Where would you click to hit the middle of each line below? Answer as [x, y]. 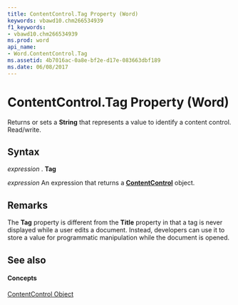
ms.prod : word [29, 41]
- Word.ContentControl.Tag [47, 54]
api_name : [22, 47]
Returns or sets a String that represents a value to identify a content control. [119, 122]
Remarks [28, 205]
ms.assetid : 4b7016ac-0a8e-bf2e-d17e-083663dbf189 [84, 61]
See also [27, 260]
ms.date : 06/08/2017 [38, 67]
